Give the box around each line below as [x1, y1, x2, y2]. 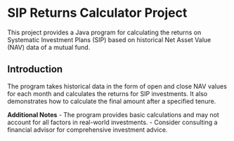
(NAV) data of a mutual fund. [7, 43, 91, 51]
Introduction [7, 63, 63, 75]
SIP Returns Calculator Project [7, 5, 188, 21]
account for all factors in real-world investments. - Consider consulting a [7, 118, 218, 126]
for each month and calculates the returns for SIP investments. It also [7, 89, 208, 98]
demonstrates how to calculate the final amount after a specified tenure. [7, 97, 216, 105]
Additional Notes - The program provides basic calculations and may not [7, 110, 219, 119]
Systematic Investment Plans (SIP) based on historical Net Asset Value [7, 35, 212, 43]
